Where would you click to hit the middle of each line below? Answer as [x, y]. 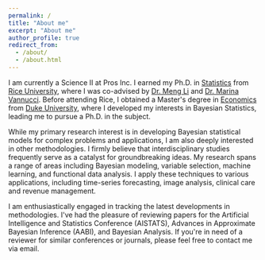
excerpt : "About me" [42, 30]
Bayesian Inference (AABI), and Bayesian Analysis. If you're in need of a [126, 231]
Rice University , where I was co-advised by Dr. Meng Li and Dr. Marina [124, 91]
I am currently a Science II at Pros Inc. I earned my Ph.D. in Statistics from [129, 82]
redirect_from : [33, 45]
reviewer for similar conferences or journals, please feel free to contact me [130, 240]
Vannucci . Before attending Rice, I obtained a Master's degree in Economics [132, 99]
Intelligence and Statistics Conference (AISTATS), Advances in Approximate [132, 223]
